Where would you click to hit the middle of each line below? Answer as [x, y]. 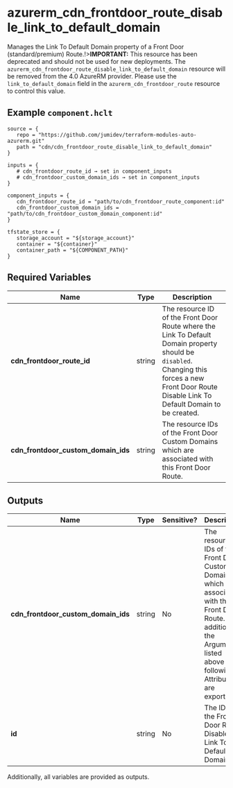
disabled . [177, 361]
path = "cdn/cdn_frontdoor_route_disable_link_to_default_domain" [114, 147]
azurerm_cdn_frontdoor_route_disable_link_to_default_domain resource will [116, 69]
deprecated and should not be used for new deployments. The [96, 61]
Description [192, 297]
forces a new [183, 378]
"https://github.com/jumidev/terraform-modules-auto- [117, 135]
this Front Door [186, 468]
